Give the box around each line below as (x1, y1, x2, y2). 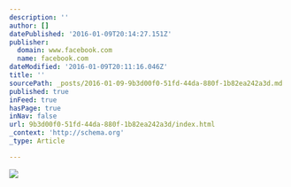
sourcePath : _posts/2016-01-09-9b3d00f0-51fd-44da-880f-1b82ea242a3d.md (9, 79, 283, 88)
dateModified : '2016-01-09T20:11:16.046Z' (9, 63, 168, 72)
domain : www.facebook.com (17, 46, 113, 55)
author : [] (9, 21, 50, 30)
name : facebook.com (17, 54, 89, 63)
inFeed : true (9, 95, 57, 105)
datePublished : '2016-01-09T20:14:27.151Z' (9, 29, 172, 38)
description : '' (9, 12, 69, 22)
